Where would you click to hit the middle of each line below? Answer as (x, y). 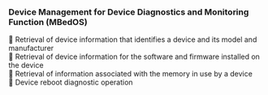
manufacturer (31, 48)
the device (26, 65)
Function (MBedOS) (48, 22)
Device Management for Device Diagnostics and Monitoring (129, 12)
